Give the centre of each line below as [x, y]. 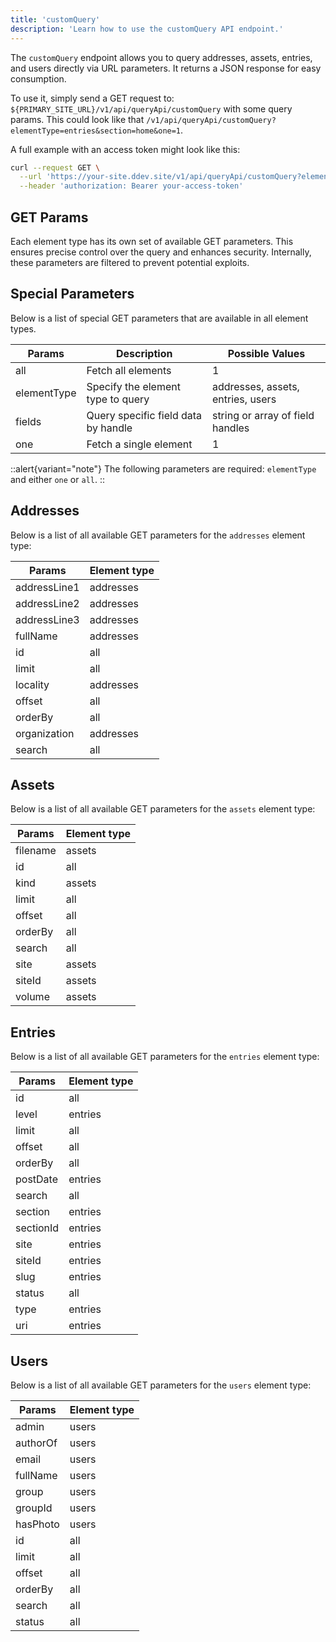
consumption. [38, 78]
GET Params [49, 217]
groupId [34, 1508]
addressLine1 [47, 587]
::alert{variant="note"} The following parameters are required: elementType [163, 468]
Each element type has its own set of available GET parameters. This [152, 241]
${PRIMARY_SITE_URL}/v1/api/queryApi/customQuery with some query [151, 108]
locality [32, 684]
